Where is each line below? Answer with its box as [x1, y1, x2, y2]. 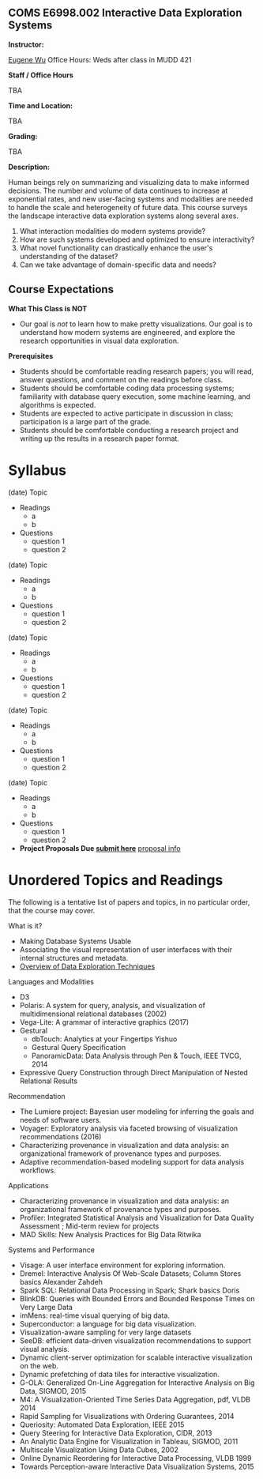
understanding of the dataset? [19, 251, 118, 261]
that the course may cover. [8, 905, 96, 915]
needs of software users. [19, 1115, 102, 1124]
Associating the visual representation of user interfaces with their [19, 944, 233, 954]
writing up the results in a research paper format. [19, 434, 180, 443]
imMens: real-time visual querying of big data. [19, 1311, 170, 1320]
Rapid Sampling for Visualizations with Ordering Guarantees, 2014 [19, 1411, 235, 1421]
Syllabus [8, 461, 67, 479]
